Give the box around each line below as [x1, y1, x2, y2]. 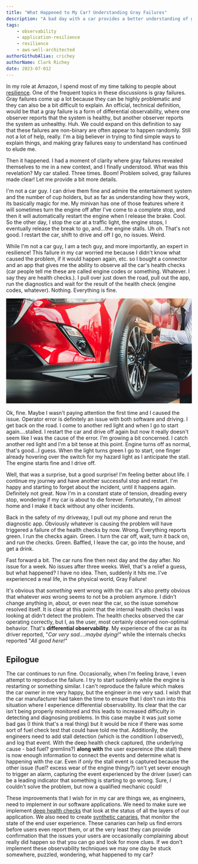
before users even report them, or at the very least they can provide [6, 826, 171, 833]
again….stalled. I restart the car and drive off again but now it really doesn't [6, 428, 189, 436]
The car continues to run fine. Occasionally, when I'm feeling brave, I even [6, 670, 187, 677]
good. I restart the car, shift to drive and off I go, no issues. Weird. [6, 231, 166, 238]
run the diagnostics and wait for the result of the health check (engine [6, 280, 176, 287]
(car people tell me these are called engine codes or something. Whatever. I [6, 268, 190, 275]
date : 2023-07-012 [6, 66, 51, 72]
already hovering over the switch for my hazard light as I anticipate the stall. [6, 453, 190, 460]
